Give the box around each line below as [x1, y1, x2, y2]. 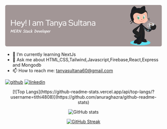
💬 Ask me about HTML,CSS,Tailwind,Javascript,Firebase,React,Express [12, 57, 159, 63]
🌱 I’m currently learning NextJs [12, 51, 76, 57]
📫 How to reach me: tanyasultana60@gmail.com [12, 68, 113, 74]
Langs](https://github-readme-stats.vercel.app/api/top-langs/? [25, 89, 155, 95]
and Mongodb [12, 62, 41, 68]
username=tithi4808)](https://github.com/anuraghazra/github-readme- [10, 94, 157, 100]
